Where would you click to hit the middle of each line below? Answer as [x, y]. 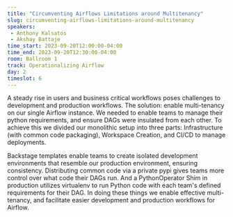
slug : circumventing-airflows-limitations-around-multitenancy [101, 20]
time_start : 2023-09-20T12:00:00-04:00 [65, 46]
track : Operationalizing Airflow [56, 65]
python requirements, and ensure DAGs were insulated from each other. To [114, 120]
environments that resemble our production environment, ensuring [103, 163]
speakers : [22, 26]
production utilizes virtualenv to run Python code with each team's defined [114, 186]
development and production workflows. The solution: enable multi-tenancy [116, 106]
